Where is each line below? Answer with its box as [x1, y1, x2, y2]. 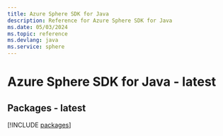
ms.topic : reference [7, 30, 69, 38]
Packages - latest [7, 102, 86, 114]
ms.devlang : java [7, 37, 59, 44]
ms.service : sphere [7, 43, 65, 50]
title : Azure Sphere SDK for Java [7, 10, 110, 18]
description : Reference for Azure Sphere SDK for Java [7, 17, 173, 24]
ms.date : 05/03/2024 [7, 23, 69, 30]
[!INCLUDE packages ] [7, 121, 72, 129]
